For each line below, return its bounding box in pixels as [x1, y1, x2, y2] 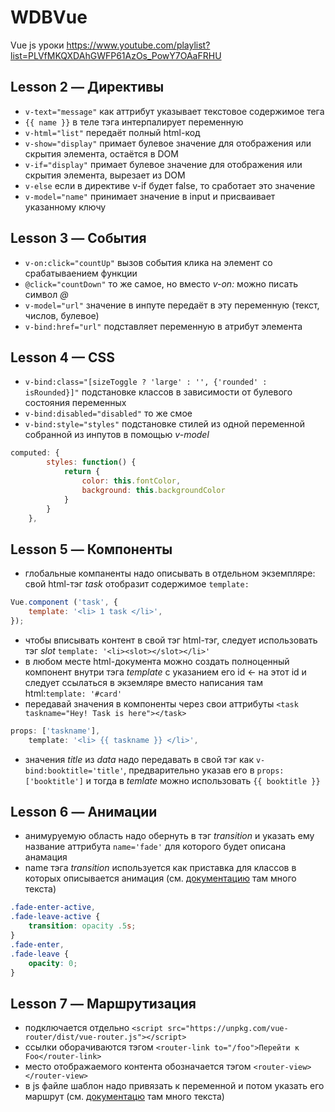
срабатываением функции [24, 267, 138, 279]
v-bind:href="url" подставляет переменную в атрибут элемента [24, 320, 303, 332]
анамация [24, 851, 68, 863]
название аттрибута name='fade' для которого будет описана [24, 841, 287, 853]
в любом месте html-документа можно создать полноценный [24, 655, 290, 667]
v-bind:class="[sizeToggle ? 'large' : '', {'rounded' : [24, 377, 268, 388]
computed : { [10, 448, 60, 458]
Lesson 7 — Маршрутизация [10, 995, 197, 1012]
